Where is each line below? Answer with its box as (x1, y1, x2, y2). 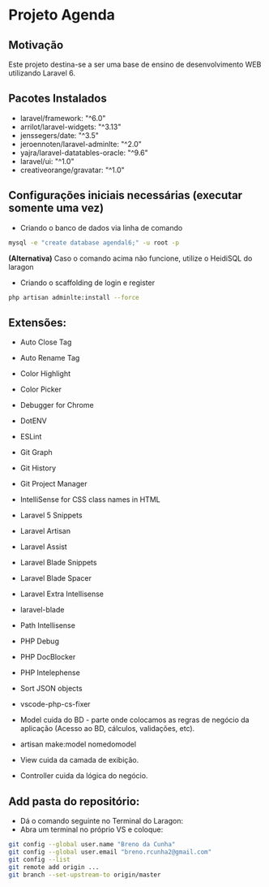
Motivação (8, 38, 64, 52)
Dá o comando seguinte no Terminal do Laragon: (19, 816, 184, 825)
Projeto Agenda (8, 6, 116, 24)
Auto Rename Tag (19, 353, 80, 363)
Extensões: (8, 315, 67, 330)
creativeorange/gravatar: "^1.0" (19, 165, 126, 175)
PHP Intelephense (19, 668, 81, 677)
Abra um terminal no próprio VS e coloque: (19, 824, 164, 834)
